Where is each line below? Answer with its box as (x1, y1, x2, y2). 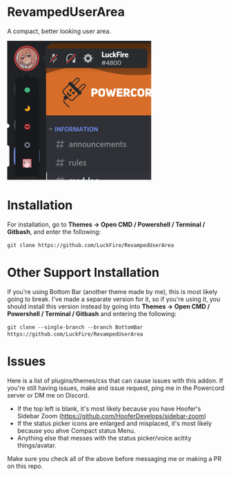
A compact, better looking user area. (7, 27, 112, 35)
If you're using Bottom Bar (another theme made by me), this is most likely (7, 287, 218, 295)
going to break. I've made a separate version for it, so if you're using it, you (7, 295, 221, 303)
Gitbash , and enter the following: (7, 227, 101, 235)
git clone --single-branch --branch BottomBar (7, 324, 143, 331)
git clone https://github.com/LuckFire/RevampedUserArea (7, 242, 174, 249)
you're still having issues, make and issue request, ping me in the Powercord (7, 384, 225, 392)
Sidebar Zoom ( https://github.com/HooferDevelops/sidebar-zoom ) (17, 411, 207, 420)
